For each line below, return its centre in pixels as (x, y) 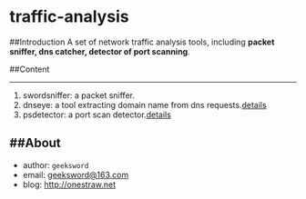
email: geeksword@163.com (76, 174)
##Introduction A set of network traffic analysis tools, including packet (142, 42)
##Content (30, 69)
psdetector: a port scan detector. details (97, 114)
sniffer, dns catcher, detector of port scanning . (100, 51)
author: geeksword (56, 164)
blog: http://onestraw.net (69, 184)
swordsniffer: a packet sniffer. (78, 95)
